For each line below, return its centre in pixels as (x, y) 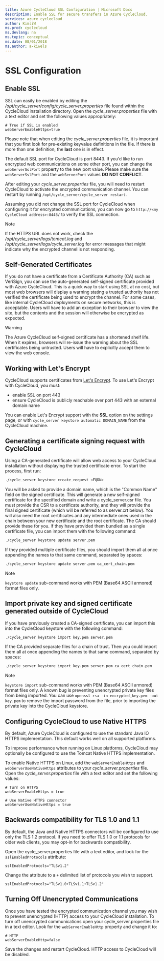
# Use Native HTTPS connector (36, 801)
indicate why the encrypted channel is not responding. (60, 249)
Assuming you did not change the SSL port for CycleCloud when (70, 204)
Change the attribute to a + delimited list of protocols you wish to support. (79, 875)
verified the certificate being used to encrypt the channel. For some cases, (80, 297)
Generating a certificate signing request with (75, 441)
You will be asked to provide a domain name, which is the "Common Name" (81, 489)
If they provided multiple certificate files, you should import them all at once (82, 550)
